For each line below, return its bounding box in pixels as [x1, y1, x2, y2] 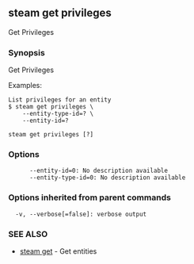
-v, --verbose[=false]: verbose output [15, 210, 147, 218]
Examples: [8, 81, 42, 90]
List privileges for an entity [8, 96, 112, 104]
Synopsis [8, 47, 45, 58]
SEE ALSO [8, 228, 48, 239]
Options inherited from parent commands [8, 192, 172, 203]
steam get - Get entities [19, 247, 97, 256]
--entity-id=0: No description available [29, 166, 169, 175]
